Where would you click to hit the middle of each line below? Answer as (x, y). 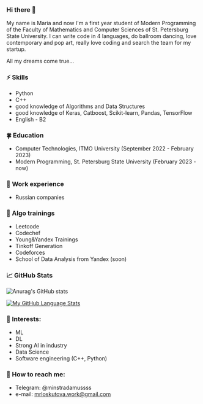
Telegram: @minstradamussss (53, 388)
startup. (16, 49)
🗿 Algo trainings (31, 213)
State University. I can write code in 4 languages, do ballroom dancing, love (102, 36)
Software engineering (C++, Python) (61, 359)
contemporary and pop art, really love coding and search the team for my (99, 43)
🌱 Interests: (24, 319)
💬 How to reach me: (36, 374)
